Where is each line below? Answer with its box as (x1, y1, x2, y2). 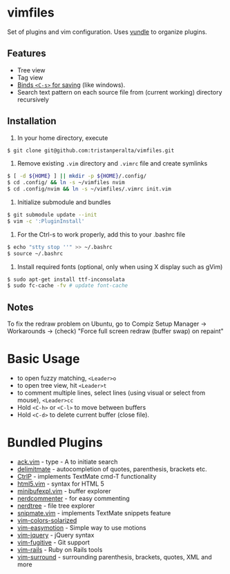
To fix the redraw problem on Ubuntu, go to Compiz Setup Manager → (7, 319, 207, 328)
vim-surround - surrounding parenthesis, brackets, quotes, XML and (17, 553, 212, 561)
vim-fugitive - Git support (17, 538, 90, 546)
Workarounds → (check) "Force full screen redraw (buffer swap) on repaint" (7, 327, 224, 335)
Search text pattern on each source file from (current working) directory (17, 88, 222, 96)
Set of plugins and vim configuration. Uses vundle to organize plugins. (7, 28, 207, 36)
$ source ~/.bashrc (7, 250, 64, 257)
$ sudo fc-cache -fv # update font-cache (7, 282, 128, 289)
